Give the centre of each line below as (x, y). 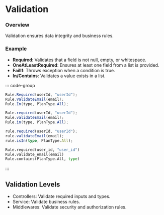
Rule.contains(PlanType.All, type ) (43, 159)
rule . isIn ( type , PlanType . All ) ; (39, 141)
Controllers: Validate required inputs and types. (61, 196)
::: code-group (20, 85)
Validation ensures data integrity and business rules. (60, 36)
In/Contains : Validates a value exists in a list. (59, 76)
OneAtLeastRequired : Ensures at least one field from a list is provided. (86, 65)
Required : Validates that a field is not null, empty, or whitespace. (79, 60)
